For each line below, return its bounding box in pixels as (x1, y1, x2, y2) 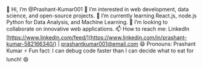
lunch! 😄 (6, 56, 29, 63)
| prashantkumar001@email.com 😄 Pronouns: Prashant (57, 40, 196, 48)
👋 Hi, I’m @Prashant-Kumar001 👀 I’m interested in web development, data (6, 6, 189, 13)
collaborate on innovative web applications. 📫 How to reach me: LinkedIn (6, 25, 190, 32)
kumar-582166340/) (6, 40, 57, 48)
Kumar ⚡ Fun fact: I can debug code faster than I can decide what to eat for (6, 47, 194, 54)
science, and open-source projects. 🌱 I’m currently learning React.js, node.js (6, 12, 197, 19)
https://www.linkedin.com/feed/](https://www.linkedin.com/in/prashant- (8, 34, 187, 41)
